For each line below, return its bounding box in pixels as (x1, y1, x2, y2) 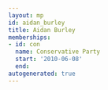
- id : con (8, 41, 41, 49)
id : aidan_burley (8, 19, 65, 27)
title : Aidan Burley (8, 26, 76, 34)
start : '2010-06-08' (15, 56, 83, 63)
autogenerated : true (8, 70, 76, 77)
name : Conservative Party (15, 48, 101, 56)
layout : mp (8, 11, 44, 20)
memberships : (8, 33, 51, 41)
